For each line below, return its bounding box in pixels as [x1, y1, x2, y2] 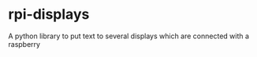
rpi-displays [8, 5, 90, 23]
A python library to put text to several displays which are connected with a [8, 31, 250, 41]
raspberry [8, 39, 41, 48]
